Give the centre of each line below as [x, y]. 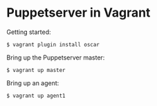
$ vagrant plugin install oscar [53, 44]
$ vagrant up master [36, 70]
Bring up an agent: [33, 83]
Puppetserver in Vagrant [78, 13]
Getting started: [29, 32]
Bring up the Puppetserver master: [56, 58]
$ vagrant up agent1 [36, 96]
